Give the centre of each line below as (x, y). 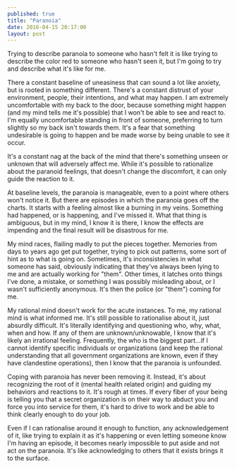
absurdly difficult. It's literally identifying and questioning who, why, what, (114, 326)
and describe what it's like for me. (56, 69)
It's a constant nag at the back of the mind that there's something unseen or (118, 156)
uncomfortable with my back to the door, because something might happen (117, 105)
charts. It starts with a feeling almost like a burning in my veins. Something (115, 208)
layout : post (26, 34)
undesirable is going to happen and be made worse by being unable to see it (119, 135)
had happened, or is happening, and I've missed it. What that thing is (107, 215)
